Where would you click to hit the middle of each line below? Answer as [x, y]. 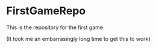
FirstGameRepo [46, 11]
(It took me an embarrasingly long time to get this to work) [78, 39]
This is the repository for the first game [55, 27]
